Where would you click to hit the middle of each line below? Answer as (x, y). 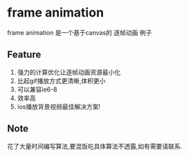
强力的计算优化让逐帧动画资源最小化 (69, 72)
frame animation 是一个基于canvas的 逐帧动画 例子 (80, 32)
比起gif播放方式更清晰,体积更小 (61, 81)
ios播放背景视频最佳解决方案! (58, 106)
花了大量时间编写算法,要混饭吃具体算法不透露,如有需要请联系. (95, 146)
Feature (24, 55)
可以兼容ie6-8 (37, 89)
